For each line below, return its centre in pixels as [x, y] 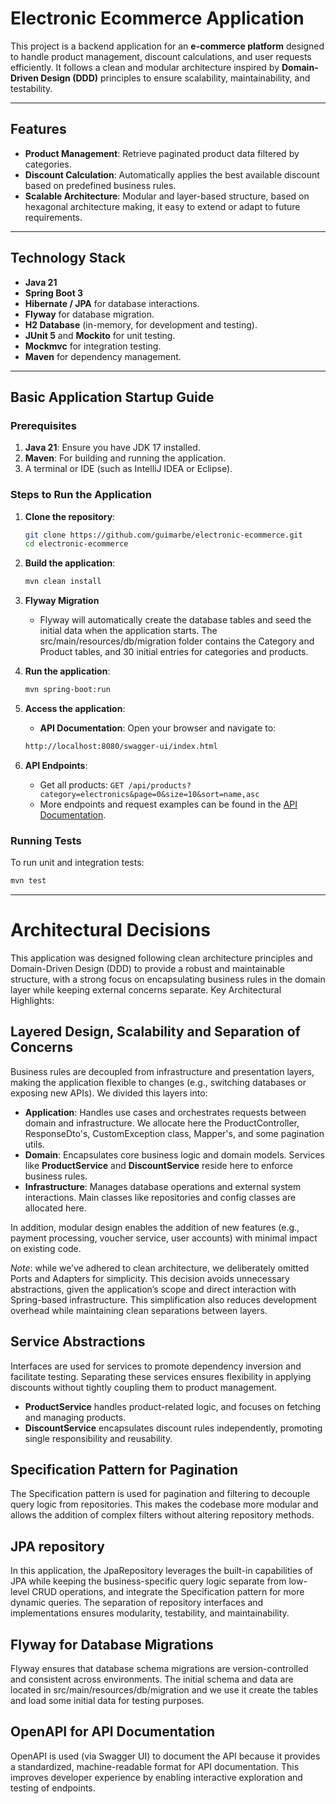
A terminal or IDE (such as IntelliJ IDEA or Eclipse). [128, 469]
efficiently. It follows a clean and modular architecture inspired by [145, 67]
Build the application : [70, 563]
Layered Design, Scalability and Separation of [155, 1032]
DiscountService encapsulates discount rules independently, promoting [173, 1428]
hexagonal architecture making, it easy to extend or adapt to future [162, 206]
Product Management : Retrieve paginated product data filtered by [162, 153]
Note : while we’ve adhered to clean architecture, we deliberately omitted [160, 1268]
